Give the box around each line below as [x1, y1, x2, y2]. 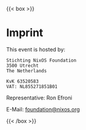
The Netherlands [6, 68, 47, 74]
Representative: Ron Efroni [6, 94, 72, 101]
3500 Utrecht [6, 62, 39, 68]
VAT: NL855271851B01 [6, 83, 58, 89]
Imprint [6, 26, 43, 40]
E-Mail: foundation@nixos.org [6, 105, 80, 113]
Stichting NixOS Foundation [6, 57, 77, 64]
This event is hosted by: [6, 46, 66, 53]
